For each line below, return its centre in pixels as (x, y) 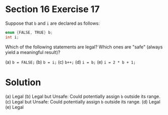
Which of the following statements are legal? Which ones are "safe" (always (84, 47)
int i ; (12, 37)
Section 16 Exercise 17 (52, 9)
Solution (23, 82)
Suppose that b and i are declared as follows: (52, 23)
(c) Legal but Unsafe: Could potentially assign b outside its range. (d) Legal (83, 101)
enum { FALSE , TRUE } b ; (29, 32)
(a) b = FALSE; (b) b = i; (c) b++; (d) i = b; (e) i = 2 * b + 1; (71, 62)
